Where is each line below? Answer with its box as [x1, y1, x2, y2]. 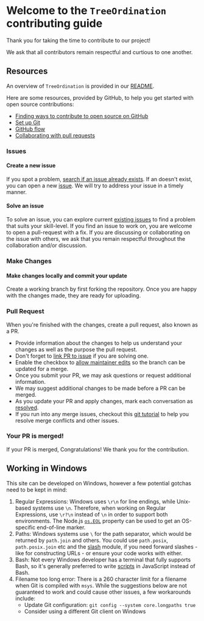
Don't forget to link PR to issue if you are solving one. [15, 352, 149, 359]
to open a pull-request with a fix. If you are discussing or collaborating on [6, 229, 191, 236]
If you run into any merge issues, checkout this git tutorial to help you [15, 410, 189, 417]
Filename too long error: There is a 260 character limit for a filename [15, 575, 187, 583]
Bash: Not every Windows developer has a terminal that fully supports [15, 556, 191, 563]
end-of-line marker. [36, 524, 86, 531]
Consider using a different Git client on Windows [24, 608, 146, 615]
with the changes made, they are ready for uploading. [6, 292, 141, 299]
